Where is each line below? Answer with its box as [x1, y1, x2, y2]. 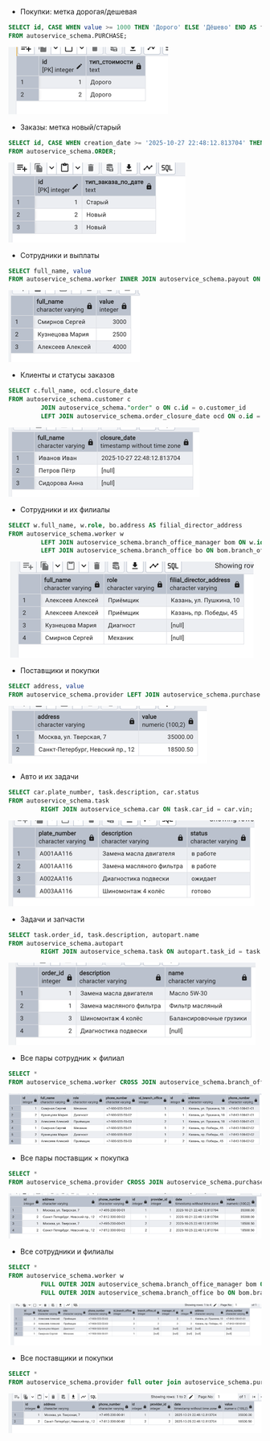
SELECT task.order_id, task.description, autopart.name [8, 930, 199, 939]
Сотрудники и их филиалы [19, 504, 111, 514]
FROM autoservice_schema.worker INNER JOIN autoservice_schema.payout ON [8, 275, 261, 284]
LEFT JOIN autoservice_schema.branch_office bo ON [40, 547, 215, 555]
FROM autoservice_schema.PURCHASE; [8, 31, 128, 39]
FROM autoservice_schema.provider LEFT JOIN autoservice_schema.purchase [8, 691, 261, 699]
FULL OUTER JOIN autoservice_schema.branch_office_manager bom [40, 1280, 257, 1289]
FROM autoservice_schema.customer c [8, 396, 131, 404]
